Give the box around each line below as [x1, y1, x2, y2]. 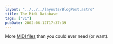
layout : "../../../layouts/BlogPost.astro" [5, 7, 95, 12]
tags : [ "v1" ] [5, 16, 32, 21]
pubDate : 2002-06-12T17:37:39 [5, 20, 67, 25]
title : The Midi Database [5, 11, 57, 16]
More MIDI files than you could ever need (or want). [5, 33, 109, 39]
